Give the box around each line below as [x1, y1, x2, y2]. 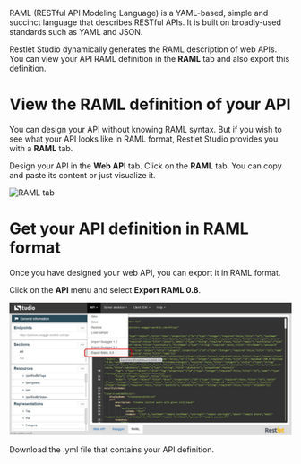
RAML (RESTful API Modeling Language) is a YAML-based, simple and [9, 8, 269, 18]
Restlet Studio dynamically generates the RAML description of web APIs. [9, 44, 278, 55]
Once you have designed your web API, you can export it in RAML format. [9, 267, 281, 278]
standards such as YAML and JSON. [9, 27, 143, 37]
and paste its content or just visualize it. [9, 169, 156, 180]
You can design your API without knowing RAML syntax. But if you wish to [9, 124, 282, 134]
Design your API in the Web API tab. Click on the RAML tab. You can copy [9, 160, 282, 171]
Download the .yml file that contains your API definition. [9, 444, 215, 455]
